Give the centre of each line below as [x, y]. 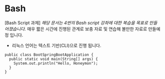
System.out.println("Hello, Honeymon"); [56, 63]
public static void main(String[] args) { [54, 59]
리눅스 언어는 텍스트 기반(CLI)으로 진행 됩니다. [56, 45]
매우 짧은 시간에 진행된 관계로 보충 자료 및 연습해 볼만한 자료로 [87, 29]
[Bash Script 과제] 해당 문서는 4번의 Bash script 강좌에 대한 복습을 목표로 [76, 23]
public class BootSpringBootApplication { [49, 54]
